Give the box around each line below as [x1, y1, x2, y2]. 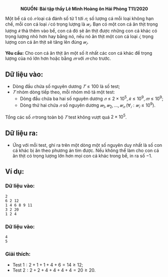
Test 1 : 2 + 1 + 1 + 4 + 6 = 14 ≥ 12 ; [12, 262, 84, 268]
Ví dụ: [5, 167, 24, 176]
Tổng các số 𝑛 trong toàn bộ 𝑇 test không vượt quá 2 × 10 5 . [5, 113, 127, 120]
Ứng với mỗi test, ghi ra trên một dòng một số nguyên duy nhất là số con [12, 142, 162, 148]
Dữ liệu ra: [5, 129, 38, 137]
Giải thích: [5, 250, 31, 257]
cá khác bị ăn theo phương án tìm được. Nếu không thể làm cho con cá [12, 147, 159, 153]
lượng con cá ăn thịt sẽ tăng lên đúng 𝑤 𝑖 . [5, 39, 89, 46]
